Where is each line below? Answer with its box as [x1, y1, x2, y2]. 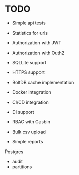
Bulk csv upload [12, 129, 46, 135]
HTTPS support [12, 69, 45, 76]
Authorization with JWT [12, 39, 62, 46]
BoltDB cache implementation [12, 79, 74, 85]
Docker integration [12, 89, 51, 95]
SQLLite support [12, 59, 47, 65]
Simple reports [12, 138, 43, 144]
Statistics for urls [12, 30, 48, 36]
